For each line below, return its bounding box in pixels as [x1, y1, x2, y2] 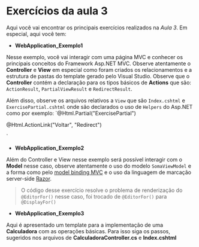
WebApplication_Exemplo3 [14, 209, 85, 216]
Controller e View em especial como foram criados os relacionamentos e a [6, 66, 192, 73]
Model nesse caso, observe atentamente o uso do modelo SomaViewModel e [6, 162, 192, 169]
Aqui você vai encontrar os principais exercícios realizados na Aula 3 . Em [6, 24, 188, 31]
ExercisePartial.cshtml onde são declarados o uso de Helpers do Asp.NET [6, 103, 193, 110]
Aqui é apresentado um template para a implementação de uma [6, 221, 164, 228]
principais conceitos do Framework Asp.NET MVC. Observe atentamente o [6, 60, 191, 67]
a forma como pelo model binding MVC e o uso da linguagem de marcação [6, 169, 192, 176]
